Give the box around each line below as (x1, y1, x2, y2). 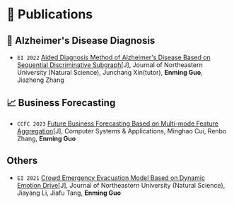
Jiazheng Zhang (16, 76, 64, 84)
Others (6, 155, 38, 167)
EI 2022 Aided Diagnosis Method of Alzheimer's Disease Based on (16, 53, 211, 61)
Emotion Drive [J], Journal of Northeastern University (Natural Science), (16, 181, 226, 189)
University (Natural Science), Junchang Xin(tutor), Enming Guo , (16, 68, 203, 76)
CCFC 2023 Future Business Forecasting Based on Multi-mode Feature (16, 119, 218, 128)
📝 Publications (6, 6, 93, 23)
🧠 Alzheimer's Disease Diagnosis (6, 35, 156, 47)
